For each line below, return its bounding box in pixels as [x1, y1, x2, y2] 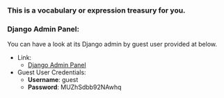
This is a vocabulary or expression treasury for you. [7, 6, 186, 15]
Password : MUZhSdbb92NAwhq [27, 83, 122, 92]
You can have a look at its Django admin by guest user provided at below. [7, 40, 218, 49]
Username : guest [27, 76, 79, 84]
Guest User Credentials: [17, 68, 86, 76]
